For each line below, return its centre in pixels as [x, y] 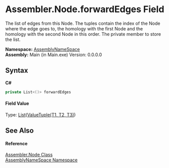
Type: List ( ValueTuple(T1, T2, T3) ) [40, 114]
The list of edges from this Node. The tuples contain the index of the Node [83, 23]
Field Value [17, 103]
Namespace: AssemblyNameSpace [43, 49]
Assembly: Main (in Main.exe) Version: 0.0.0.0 [54, 55]
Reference [16, 143]
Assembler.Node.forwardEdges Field [85, 9]
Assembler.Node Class [29, 155]
